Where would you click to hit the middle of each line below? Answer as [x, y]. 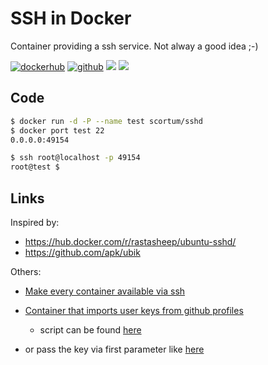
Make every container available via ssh [105, 291]
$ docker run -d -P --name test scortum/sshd [106, 121]
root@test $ [35, 167]
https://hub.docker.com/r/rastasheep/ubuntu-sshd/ [130, 241]
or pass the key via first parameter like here [114, 349]
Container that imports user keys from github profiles [134, 310]
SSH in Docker [71, 18]
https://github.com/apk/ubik [82, 252]
